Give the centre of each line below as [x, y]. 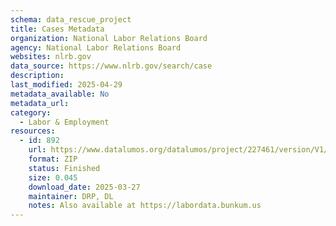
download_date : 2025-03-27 [84, 187]
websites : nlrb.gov [51, 57]
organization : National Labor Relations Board [109, 38]
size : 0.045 [53, 177]
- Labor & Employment [64, 122]
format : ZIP [53, 159]
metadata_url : [40, 103]
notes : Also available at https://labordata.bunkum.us [145, 206]
